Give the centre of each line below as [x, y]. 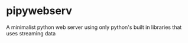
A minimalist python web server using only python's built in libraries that [94, 27]
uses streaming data [31, 33]
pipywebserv [39, 11]
